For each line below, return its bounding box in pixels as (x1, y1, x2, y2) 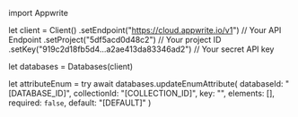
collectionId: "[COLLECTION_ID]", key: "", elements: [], (74, 88, 276, 98)
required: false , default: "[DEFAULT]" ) (8, 97, 152, 108)
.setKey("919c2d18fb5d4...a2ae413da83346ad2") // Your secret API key (8, 44, 275, 54)
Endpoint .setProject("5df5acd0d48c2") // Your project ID (8, 35, 222, 45)
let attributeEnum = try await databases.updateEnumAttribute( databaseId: (8, 79, 284, 88)
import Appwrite (8, 8, 69, 18)
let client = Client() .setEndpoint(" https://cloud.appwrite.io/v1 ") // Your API (8, 25, 282, 35)
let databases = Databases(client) (8, 62, 134, 71)
